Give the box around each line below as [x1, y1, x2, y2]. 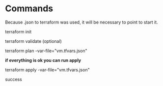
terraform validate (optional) [5, 38, 62, 44]
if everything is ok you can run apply [5, 57, 81, 63]
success [5, 76, 22, 82]
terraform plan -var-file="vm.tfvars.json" [5, 48, 87, 54]
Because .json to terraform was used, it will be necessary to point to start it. [5, 19, 158, 25]
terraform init [5, 29, 32, 34]
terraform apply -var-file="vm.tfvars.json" [5, 67, 90, 73]
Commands [5, 3, 54, 14]
